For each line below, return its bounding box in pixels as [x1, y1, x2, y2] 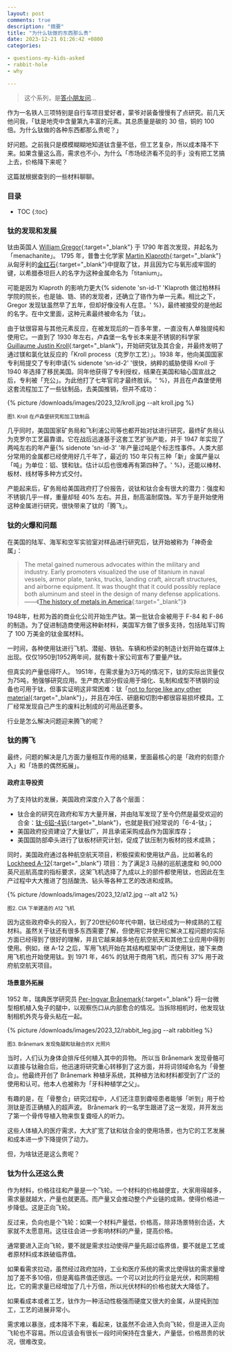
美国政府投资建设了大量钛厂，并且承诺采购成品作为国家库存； [17, 828, 193, 836]
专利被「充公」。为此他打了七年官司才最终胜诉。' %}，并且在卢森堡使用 [19, 376, 222, 385]
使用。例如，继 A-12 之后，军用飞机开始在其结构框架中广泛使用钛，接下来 [7, 944, 217, 952]
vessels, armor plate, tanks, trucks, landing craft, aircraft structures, [23, 575, 217, 583]
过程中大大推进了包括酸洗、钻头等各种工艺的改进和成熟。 [12, 877, 177, 885]
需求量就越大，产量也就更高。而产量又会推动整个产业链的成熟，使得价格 [7, 1194, 213, 1203]
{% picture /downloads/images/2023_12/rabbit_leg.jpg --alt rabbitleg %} [7, 1026, 213, 1034]
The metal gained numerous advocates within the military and [23, 560, 200, 568]
